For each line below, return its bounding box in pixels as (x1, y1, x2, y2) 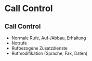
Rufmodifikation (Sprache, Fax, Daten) (11, 50, 88, 56)
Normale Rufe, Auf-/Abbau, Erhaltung (11, 35, 86, 41)
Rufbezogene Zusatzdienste (11, 46, 68, 51)
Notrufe (11, 40, 27, 46)
